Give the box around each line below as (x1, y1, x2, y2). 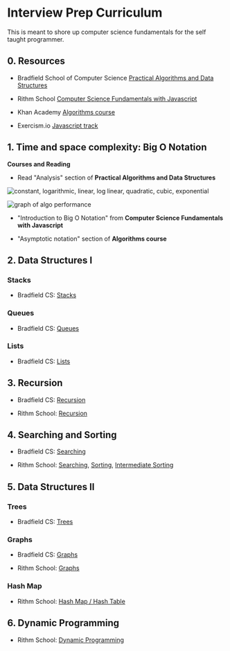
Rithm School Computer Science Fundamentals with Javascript (17, 94, 197, 103)
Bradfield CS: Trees (17, 518, 73, 526)
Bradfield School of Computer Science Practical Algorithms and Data (17, 73, 214, 82)
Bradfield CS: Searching (17, 447, 87, 455)
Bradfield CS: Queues (17, 324, 80, 332)
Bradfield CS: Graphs (17, 550, 78, 559)
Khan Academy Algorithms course (17, 107, 116, 116)
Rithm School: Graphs (17, 564, 80, 573)
